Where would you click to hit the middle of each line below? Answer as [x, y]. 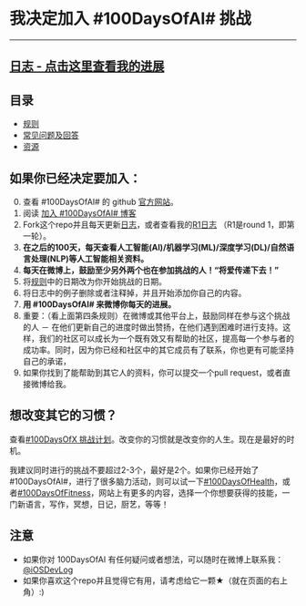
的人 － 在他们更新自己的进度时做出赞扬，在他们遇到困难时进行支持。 [153, 327]
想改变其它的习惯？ [63, 416]
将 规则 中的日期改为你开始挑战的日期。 [94, 281]
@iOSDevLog [48, 570]
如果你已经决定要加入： [75, 178]
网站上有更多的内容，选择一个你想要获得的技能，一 [194, 492]
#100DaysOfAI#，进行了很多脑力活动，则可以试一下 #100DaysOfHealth [142, 481]
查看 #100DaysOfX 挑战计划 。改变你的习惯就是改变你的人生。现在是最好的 [148, 439]
